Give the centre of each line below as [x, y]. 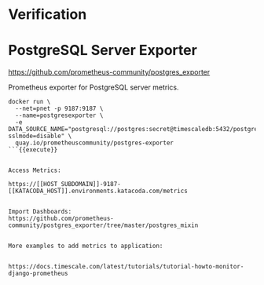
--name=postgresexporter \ [59, 115]
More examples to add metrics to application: [86, 246]
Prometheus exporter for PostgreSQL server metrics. [93, 87]
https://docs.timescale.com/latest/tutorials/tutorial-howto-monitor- [126, 267]
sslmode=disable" [37, 136]
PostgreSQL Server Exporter [103, 51]
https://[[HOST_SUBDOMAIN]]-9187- [65, 185]
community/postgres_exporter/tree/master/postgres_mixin [103, 225]
